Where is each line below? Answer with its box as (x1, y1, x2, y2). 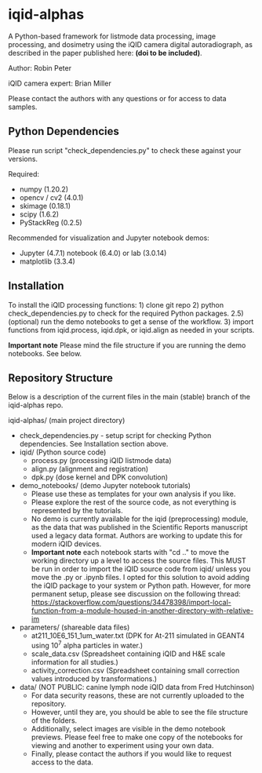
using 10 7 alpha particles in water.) (31, 640, 144, 651)
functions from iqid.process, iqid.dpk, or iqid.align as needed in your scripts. (8, 325, 255, 334)
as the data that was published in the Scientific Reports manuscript (31, 523, 249, 532)
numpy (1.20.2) (19, 184, 69, 194)
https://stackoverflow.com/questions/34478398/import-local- (31, 598, 231, 607)
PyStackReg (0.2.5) (19, 217, 82, 227)
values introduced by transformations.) (31, 674, 158, 684)
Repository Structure (8, 371, 114, 385)
